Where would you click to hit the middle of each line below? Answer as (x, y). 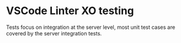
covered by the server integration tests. (54, 33)
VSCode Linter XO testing (70, 11)
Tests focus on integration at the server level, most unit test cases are (91, 27)
